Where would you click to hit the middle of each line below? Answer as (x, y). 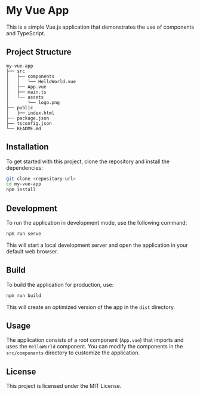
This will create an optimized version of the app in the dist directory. (90, 307)
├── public (20, 108)
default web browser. (32, 251)
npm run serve (24, 234)
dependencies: (24, 167)
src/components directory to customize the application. (73, 353)
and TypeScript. (26, 33)
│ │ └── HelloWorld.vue (41, 81)
